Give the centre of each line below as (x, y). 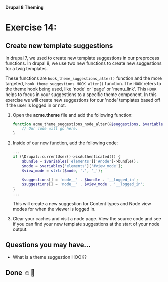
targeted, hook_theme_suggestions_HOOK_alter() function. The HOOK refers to (83, 83)
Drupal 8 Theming (24, 7)
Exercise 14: (31, 27)
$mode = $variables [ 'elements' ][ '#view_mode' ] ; (72, 166)
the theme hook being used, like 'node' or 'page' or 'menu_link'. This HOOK (81, 89)
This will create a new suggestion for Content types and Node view (82, 204)
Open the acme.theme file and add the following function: (72, 115)
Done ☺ (18, 273)
